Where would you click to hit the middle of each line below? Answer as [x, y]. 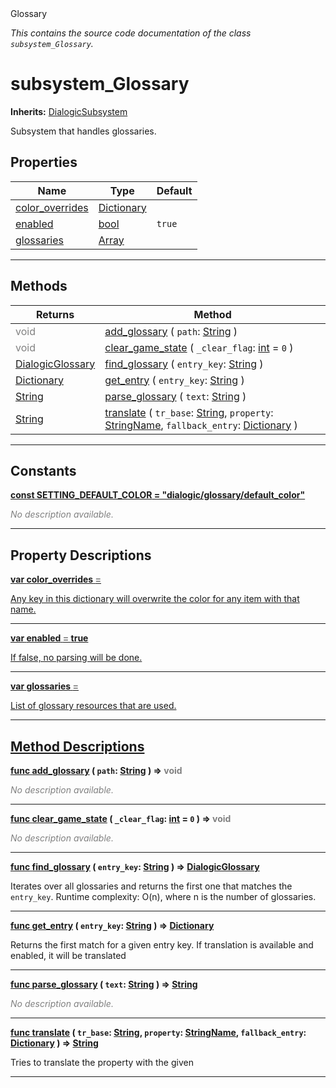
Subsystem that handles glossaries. [83, 131]
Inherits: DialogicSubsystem [69, 111]
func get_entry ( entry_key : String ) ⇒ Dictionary [112, 925]
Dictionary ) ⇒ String [54, 1043]
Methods [39, 286]
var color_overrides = [56, 579]
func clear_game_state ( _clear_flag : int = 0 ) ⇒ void [121, 818]
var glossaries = [45, 686]
